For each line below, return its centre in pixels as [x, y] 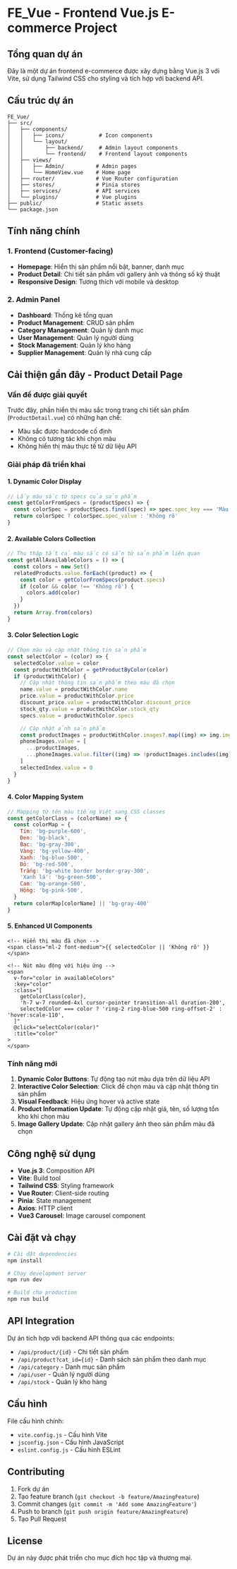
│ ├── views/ [30, 160]
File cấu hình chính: [36, 1421]
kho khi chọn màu [43, 1117]
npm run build [28, 1300]
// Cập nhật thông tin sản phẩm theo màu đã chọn [97, 683]
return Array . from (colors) [53, 613]
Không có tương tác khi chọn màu [67, 439]
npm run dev [25, 1280]
